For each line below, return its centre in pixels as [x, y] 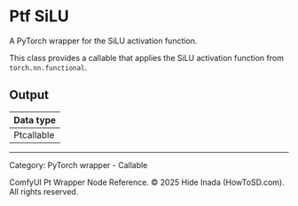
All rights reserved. [44, 191]
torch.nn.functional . [48, 67]
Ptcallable [34, 134]
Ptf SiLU [39, 16]
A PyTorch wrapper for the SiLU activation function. [103, 41]
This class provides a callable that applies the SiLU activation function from [146, 57]
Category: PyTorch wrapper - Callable [78, 164]
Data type [35, 119]
